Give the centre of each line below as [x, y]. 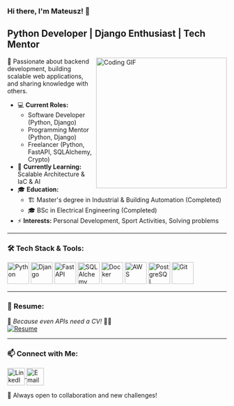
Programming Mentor [58, 130]
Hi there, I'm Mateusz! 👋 [49, 11]
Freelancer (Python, [56, 144]
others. [17, 91]
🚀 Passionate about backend [48, 61]
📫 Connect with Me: [43, 354]
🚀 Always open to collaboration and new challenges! [83, 395]
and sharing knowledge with [48, 84]
